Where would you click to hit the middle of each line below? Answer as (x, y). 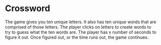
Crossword (28, 8)
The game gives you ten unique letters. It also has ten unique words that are (81, 22)
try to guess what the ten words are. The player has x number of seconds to (81, 32)
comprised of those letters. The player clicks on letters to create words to (78, 27)
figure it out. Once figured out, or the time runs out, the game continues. (77, 37)
